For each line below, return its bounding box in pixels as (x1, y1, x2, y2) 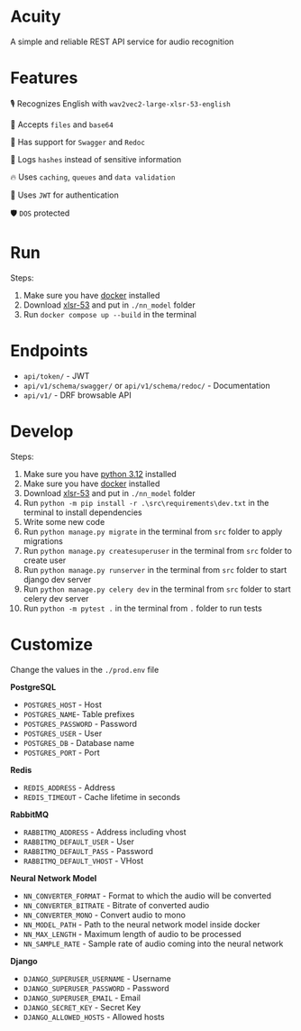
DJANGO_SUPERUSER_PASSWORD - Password (23, 982, 169, 993)
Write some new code (23, 516, 105, 527)
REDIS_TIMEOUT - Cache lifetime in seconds (23, 791, 181, 802)
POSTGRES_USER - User (23, 728, 103, 739)
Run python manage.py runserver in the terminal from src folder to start (23, 564, 287, 575)
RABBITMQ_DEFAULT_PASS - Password (23, 845, 154, 856)
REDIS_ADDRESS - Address (23, 782, 115, 793)
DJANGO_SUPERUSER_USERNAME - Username (23, 972, 172, 984)
